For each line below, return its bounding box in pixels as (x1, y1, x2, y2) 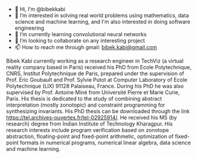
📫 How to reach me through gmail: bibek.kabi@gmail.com (14, 44, 157, 50)
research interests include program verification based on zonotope (6, 127, 169, 133)
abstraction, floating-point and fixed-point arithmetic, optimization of (6, 133, 174, 140)
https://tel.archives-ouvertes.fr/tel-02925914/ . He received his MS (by (6, 114, 177, 121)
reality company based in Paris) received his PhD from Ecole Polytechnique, (6, 64, 192, 70)
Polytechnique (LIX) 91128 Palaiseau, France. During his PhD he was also (6, 83, 184, 89)
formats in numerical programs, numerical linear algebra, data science (20, 139, 191, 146)
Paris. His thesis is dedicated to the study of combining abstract (6, 95, 162, 102)
